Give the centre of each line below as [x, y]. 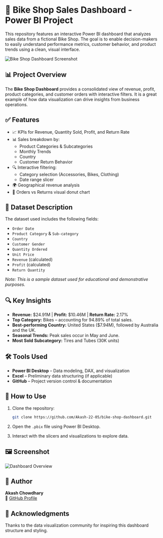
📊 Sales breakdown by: [36, 139]
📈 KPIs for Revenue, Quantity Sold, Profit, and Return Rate [71, 132]
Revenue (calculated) [32, 259]
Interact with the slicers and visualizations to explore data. [70, 436]
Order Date [23, 229]
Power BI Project [39, 20]
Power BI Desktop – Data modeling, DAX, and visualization [71, 371]
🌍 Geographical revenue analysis [46, 185]
